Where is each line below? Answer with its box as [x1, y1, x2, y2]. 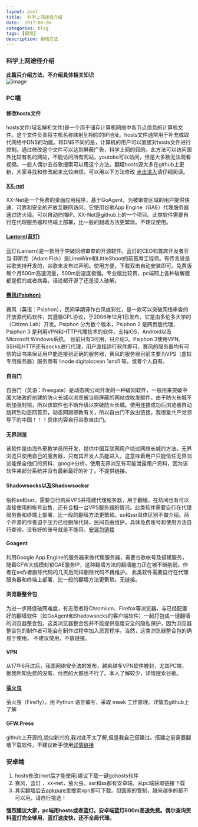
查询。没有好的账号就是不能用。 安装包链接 [11, 526, 115, 533]
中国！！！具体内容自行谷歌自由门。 [21, 416, 110, 423]
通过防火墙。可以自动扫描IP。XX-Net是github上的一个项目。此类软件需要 [6, 211, 184, 218]
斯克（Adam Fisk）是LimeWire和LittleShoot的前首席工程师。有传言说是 [18, 255, 190, 262]
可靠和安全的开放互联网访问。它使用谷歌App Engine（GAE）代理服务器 [16, 204, 190, 211]
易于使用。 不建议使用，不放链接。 [6, 635, 90, 642]
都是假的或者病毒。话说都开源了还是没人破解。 [6, 276, 120, 284]
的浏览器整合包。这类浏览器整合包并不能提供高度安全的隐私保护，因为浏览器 [6, 620, 192, 627]
